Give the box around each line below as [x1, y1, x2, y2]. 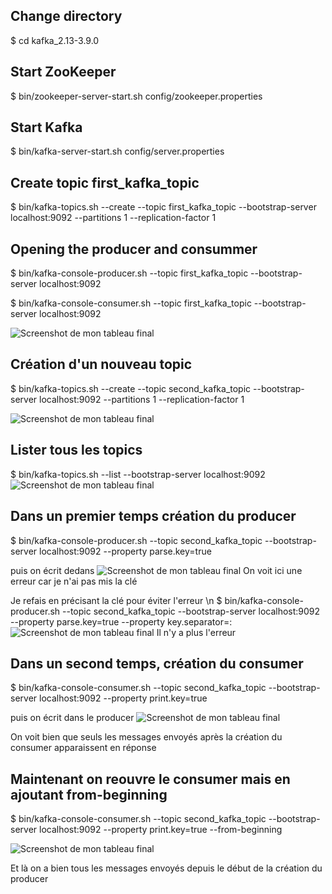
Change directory [10, 8, 123, 25]
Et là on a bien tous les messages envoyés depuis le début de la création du [10, 862, 323, 874]
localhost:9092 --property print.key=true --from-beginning [39, 824, 283, 836]
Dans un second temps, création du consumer [10, 655, 304, 672]
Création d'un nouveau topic [10, 356, 193, 373]
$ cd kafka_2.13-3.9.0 [10, 34, 100, 46]
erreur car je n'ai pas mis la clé [10, 575, 138, 587]
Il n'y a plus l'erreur [156, 626, 237, 638]
